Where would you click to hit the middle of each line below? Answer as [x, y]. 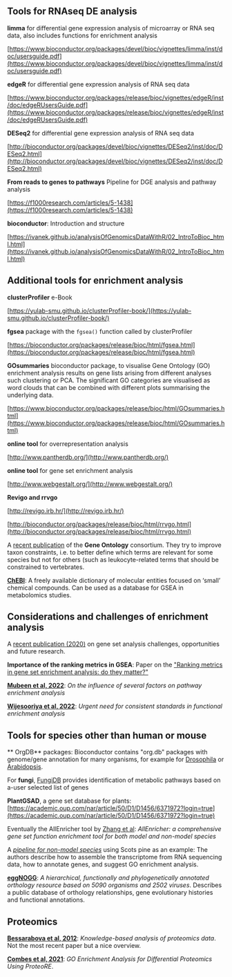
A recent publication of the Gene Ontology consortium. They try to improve [115, 545]
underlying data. [30, 395]
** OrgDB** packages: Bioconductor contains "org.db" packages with [108, 752]
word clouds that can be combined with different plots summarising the [109, 387]
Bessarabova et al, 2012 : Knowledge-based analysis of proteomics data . [112, 938]
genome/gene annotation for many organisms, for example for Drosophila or [116, 759]
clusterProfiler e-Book [40, 297]
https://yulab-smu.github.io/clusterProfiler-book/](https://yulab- [100, 310]
